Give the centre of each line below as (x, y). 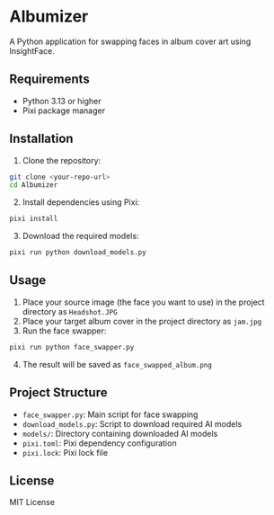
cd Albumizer (34, 185)
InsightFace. (32, 50)
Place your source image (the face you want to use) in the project (143, 302)
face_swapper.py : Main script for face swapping (110, 414)
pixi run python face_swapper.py (72, 347)
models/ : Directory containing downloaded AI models (120, 433)
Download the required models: (80, 236)
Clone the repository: (62, 160)
